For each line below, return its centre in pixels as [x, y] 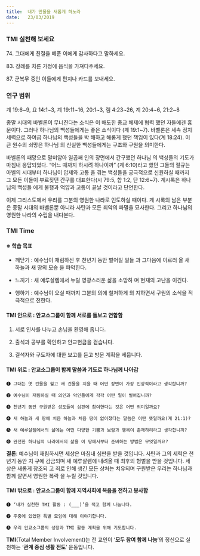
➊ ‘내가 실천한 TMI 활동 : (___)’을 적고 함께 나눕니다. [69, 505]
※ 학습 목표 [19, 246]
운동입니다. [81, 547]
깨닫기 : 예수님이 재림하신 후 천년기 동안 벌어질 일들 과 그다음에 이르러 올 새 [102, 260]
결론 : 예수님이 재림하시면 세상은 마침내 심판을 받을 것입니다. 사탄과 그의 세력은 [97, 453]
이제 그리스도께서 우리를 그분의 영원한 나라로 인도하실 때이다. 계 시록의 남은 [94, 200]
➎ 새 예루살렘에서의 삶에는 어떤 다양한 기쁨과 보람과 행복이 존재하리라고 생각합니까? [97, 430]
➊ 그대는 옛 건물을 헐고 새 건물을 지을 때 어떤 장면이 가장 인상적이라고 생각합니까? [97, 384]
